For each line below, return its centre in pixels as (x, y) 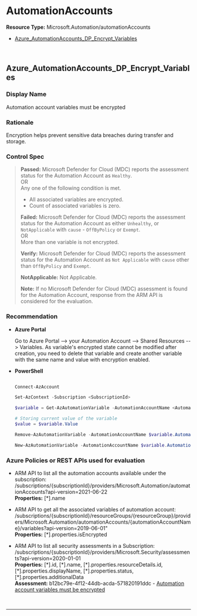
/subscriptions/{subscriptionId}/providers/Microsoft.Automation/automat (102, 486)
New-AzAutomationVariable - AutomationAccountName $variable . (91, 445)
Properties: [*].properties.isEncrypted (61, 534)
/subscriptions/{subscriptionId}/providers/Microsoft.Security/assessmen (102, 552)
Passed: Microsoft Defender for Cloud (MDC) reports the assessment (104, 169)
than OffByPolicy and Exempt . (56, 266)
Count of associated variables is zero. (75, 206)
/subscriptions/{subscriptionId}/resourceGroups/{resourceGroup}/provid (103, 515)
